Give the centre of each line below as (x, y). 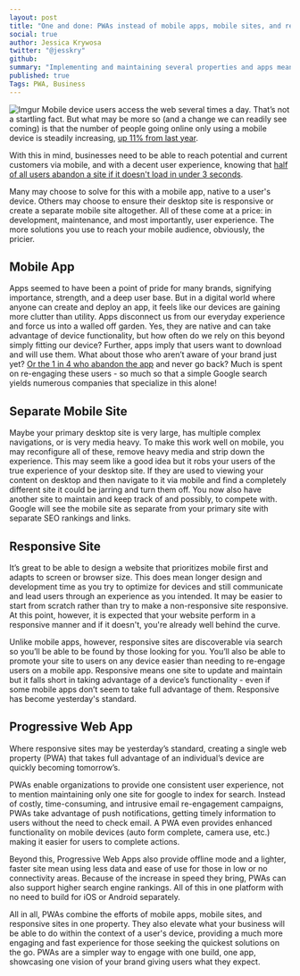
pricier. (22, 238)
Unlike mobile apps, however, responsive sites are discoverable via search (146, 642)
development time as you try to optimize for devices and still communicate (146, 587)
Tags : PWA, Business (48, 84)
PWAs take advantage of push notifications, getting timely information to (143, 813)
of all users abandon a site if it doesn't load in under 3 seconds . (126, 174)
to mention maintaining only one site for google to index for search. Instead (147, 794)
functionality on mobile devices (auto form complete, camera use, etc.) (140, 832)
